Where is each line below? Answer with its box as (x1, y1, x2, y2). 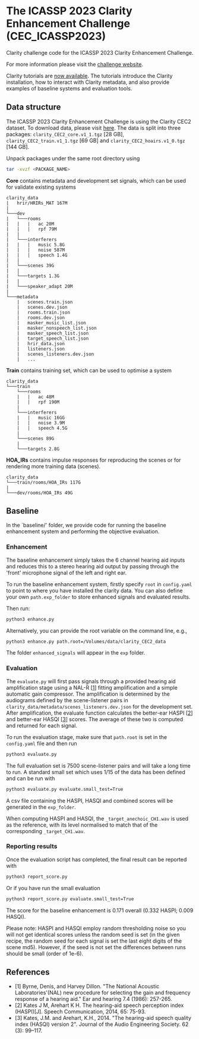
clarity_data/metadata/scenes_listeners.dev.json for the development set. (6, 703, 193, 710)
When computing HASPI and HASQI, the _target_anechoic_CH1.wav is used (6, 815, 189, 822)
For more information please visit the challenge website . (6, 61, 144, 68)
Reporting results (6, 842, 58, 850)
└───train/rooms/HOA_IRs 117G (6, 479, 81, 486)
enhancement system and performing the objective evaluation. (6, 528, 160, 535)
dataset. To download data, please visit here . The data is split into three (6, 124, 181, 132)
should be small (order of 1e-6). (6, 950, 84, 957)
